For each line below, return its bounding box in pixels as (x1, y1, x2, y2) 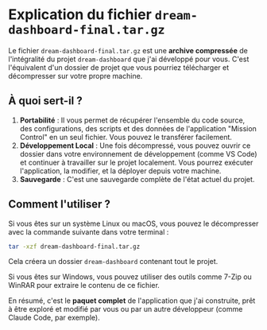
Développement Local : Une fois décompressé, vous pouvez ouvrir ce (19, 141, 251, 150)
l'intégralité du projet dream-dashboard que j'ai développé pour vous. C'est (8, 54, 250, 64)
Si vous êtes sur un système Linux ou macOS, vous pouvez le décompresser (8, 219, 259, 228)
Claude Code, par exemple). (8, 313, 101, 323)
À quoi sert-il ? (8, 94, 83, 108)
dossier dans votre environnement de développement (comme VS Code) (19, 149, 257, 158)
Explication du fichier (8, 6, 153, 24)
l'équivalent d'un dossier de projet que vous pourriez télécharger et (8, 62, 230, 72)
